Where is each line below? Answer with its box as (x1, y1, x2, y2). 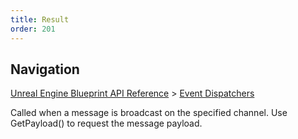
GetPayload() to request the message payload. (10, 117, 203, 130)
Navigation (10, 61, 80, 78)
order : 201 (10, 24, 56, 34)
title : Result (10, 14, 70, 25)
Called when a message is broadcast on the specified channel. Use (10, 107, 288, 119)
